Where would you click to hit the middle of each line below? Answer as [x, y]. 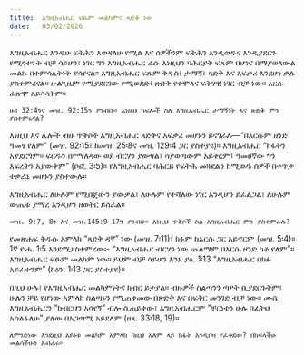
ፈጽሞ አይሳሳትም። [38, 93]
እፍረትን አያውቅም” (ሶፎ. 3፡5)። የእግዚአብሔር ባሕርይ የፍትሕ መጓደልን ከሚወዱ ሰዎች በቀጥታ [152, 165]
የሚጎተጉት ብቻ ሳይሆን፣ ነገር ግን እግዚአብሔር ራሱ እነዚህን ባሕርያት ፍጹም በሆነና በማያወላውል [152, 62]
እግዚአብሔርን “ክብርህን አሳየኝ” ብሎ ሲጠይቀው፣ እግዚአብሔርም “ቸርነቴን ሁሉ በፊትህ [140, 307]
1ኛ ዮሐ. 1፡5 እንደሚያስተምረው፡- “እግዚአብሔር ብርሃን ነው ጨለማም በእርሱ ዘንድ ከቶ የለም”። [152, 248]
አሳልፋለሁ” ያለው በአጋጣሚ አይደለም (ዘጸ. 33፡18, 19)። [94, 318]
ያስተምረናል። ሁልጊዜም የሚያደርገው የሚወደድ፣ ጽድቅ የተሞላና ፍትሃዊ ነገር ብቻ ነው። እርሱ [147, 83]
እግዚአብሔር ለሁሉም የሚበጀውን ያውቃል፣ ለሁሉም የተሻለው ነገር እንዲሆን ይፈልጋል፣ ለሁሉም [150, 194]
